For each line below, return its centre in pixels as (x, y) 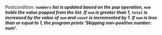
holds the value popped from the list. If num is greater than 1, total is (76, 12)
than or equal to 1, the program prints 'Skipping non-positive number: (79, 23)
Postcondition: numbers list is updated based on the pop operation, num (78, 7)
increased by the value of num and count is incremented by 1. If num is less (81, 17)
